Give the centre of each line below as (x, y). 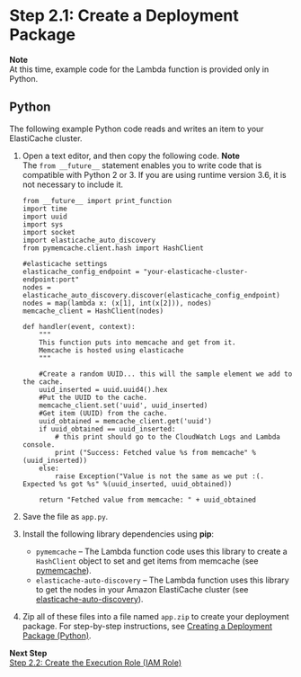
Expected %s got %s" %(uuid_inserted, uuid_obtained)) (127, 484)
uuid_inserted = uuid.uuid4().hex (103, 389)
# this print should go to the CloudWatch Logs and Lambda (168, 437)
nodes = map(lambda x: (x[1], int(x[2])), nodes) (117, 303)
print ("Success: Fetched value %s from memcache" (152, 452)
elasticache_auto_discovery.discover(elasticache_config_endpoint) (151, 295)
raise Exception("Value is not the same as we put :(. (160, 476)
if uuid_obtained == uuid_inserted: (107, 429)
